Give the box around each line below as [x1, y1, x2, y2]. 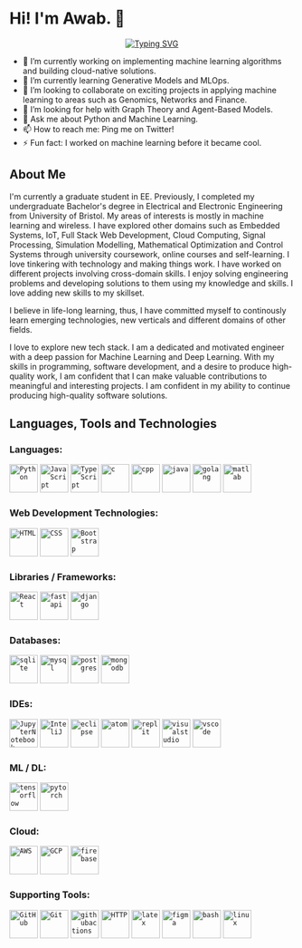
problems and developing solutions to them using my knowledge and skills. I [9, 277, 294, 288]
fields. [9, 324, 33, 334]
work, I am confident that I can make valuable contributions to [36, 371, 268, 382]
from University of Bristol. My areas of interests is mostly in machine [9, 210, 264, 221]
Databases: [9, 634, 61, 646]
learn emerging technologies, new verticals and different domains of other [9, 314, 287, 325]
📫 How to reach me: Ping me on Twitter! [22, 123, 175, 134]
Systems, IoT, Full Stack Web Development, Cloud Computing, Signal [9, 229, 266, 240]
